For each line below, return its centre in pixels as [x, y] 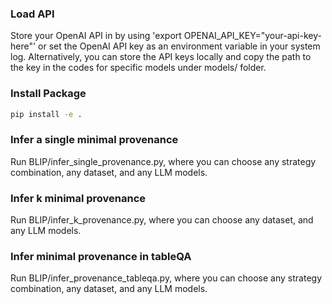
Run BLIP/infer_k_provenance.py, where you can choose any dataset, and [162, 220]
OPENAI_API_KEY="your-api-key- [252, 36]
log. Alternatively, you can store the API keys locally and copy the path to [161, 57]
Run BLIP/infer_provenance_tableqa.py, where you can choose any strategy [166, 278]
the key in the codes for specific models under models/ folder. [138, 68]
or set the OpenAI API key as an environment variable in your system [179, 46]
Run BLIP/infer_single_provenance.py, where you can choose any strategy [163, 161]
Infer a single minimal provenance [94, 140]
